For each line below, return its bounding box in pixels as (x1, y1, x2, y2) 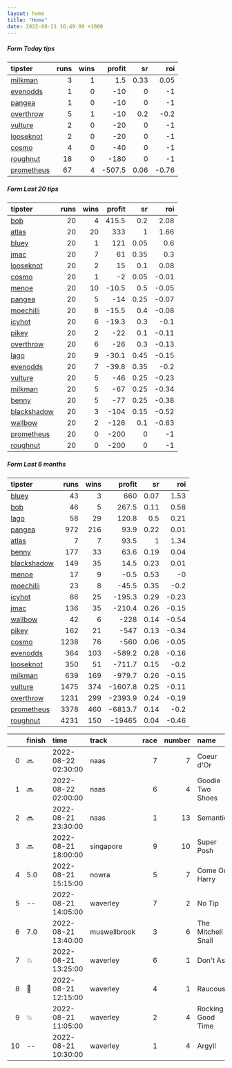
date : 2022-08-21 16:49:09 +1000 (7, 23, 104, 30)
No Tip (197, 899, 220, 908)
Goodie (197, 776, 221, 785)
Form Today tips (7, 44, 55, 53)
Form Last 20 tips (7, 185, 59, 193)
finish (26, 736, 46, 745)
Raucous (197, 984, 226, 994)
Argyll (197, 1041, 216, 1051)
